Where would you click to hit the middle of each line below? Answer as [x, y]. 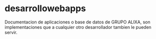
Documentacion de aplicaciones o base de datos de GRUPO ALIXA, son [78, 22]
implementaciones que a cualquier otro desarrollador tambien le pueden [78, 27]
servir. [11, 32]
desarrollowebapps [45, 9]
